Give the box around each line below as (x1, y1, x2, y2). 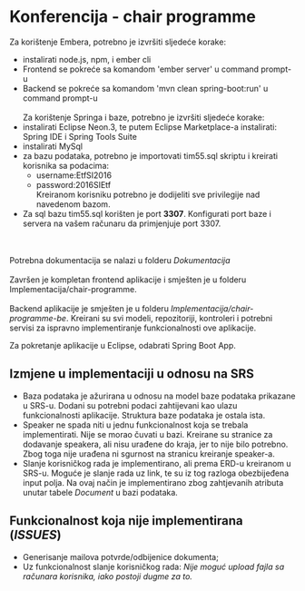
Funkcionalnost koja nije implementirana (9, 513, 243, 528)
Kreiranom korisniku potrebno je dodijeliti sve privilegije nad (35, 189, 261, 200)
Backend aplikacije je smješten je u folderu (9, 302, 170, 314)
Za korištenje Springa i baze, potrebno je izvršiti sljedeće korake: (22, 112, 265, 123)
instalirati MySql (22, 141, 84, 152)
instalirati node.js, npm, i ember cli (22, 54, 152, 64)
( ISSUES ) (9, 527, 62, 543)
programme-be (9, 312, 66, 323)
